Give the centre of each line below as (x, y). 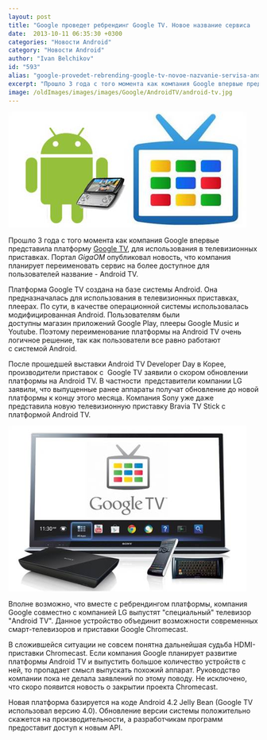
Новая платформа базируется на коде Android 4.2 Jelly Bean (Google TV (130, 702)
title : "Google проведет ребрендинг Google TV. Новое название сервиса (129, 25)
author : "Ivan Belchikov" (51, 59)
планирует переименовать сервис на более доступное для (109, 265)
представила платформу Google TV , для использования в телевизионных (133, 248)
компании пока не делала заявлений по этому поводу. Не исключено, (128, 678)
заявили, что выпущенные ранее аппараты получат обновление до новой (133, 389)
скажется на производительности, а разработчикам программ (116, 719)
